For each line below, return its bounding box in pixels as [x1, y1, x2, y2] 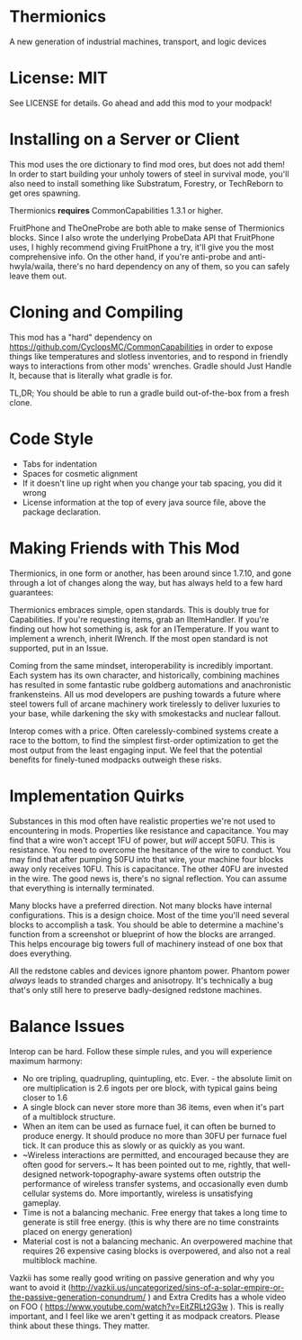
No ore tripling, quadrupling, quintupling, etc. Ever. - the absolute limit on [22, 1072, 292, 1083]
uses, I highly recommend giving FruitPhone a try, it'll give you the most [9, 242, 274, 252]
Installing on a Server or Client [9, 129, 240, 150]
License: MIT [9, 68, 108, 88]
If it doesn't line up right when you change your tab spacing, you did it [22, 478, 282, 488]
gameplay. [22, 1197, 61, 1208]
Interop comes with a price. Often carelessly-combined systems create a [9, 725, 279, 736]
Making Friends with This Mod [9, 538, 240, 558]
